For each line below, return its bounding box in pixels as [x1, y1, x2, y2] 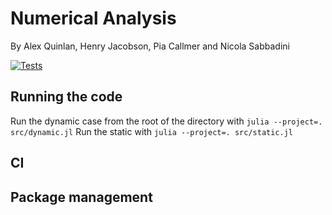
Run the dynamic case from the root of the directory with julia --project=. [10, 115, 323, 127]
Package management [10, 188, 153, 206]
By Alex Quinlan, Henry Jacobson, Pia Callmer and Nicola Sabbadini [10, 40, 290, 52]
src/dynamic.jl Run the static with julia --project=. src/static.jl [10, 125, 293, 137]
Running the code [10, 88, 123, 106]
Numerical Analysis [10, 7, 177, 30]
